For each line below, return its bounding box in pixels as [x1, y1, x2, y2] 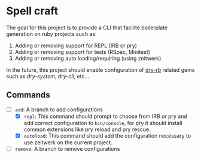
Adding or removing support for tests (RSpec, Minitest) [14, 48, 151, 55]
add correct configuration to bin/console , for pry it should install [23, 119, 182, 126]
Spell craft [6, 4, 59, 18]
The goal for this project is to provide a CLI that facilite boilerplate [6, 24, 168, 31]
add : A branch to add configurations [14, 106, 103, 113]
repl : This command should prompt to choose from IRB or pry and [23, 113, 187, 120]
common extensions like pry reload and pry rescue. [23, 126, 151, 133]
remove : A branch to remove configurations [14, 145, 120, 152]
